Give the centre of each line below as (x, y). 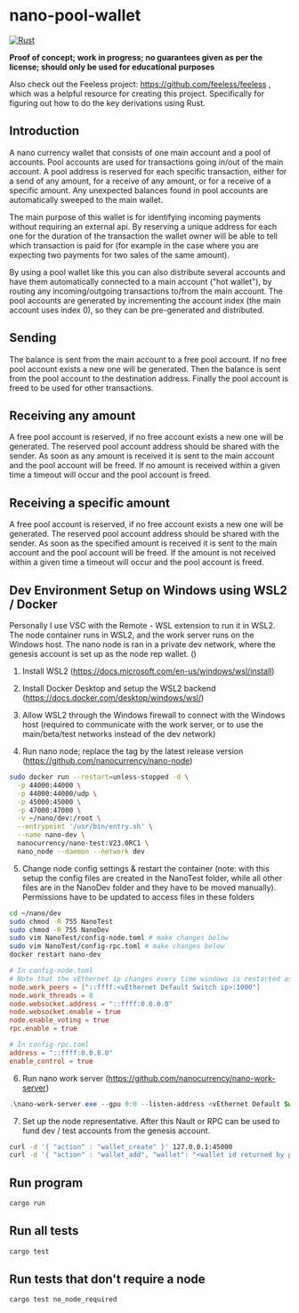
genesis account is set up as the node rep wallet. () (103, 654)
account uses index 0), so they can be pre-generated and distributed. (137, 310)
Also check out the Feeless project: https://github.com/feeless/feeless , (140, 84)
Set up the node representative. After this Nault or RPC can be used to (151, 1121)
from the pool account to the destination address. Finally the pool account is (149, 378)
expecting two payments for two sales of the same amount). (119, 255)
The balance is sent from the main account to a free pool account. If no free (148, 359)
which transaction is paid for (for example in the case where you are (134, 245)
